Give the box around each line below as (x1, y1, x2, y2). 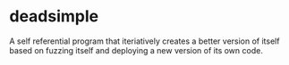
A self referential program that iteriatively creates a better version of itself (9, 36, 280, 46)
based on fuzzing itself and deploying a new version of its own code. (9, 45, 264, 55)
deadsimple (9, 6, 99, 27)
